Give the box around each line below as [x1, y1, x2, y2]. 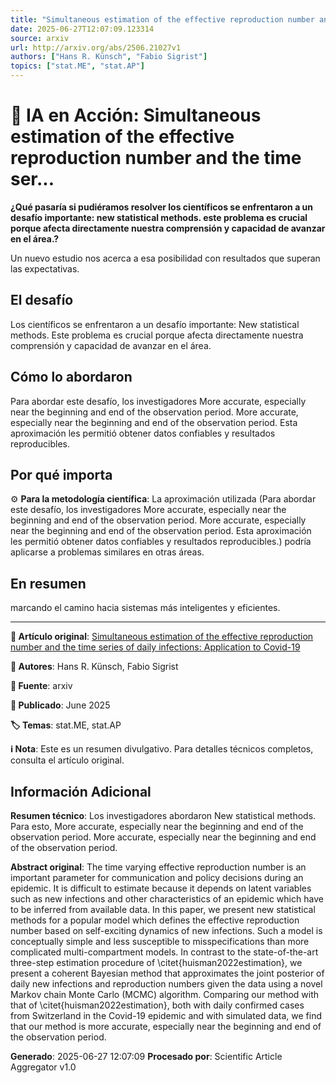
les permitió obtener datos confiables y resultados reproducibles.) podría [10, 536, 312, 548]
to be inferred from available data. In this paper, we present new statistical [10, 904, 316, 915]
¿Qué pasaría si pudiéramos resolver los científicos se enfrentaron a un [10, 201, 314, 213]
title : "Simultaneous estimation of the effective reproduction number [10, 14, 315, 25]
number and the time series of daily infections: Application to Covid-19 [10, 641, 301, 653]
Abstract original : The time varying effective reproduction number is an [10, 861, 307, 873]
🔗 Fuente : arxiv [10, 680, 73, 692]
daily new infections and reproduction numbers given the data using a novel [10, 978, 323, 990]
